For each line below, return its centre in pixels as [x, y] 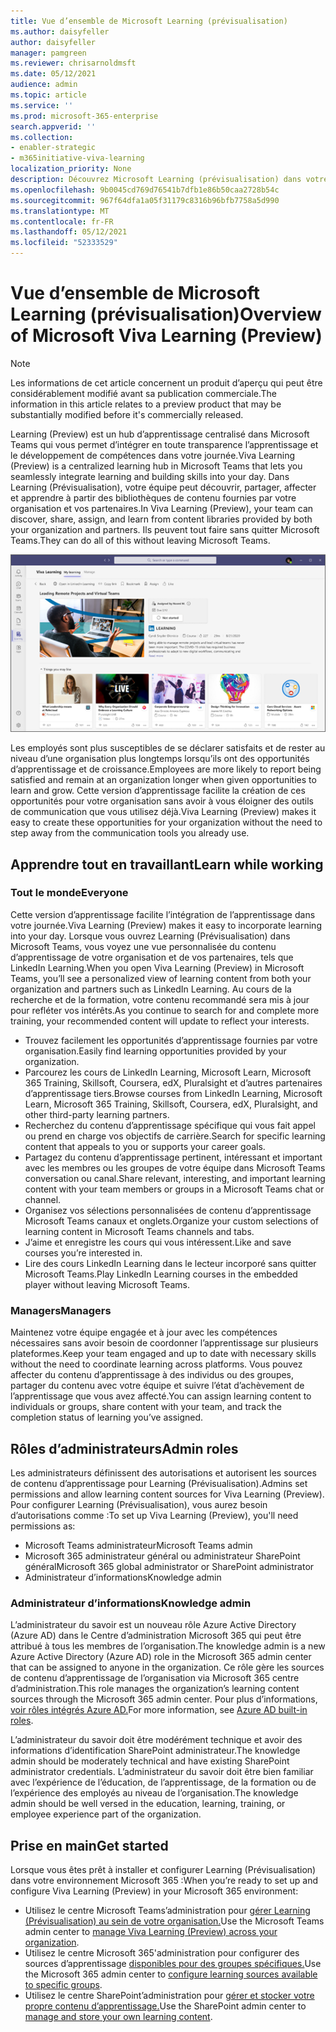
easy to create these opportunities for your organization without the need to [166, 822]
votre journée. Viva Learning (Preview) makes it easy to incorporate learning [166, 925]
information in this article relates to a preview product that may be [146, 404]
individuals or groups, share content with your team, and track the [146, 1407]
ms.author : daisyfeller [60, 31]
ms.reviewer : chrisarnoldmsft [73, 63]
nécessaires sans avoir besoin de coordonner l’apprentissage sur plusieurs [164, 1343]
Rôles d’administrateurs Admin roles [124, 1448]
